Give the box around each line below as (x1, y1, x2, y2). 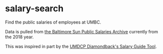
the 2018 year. (5, 34, 34, 40)
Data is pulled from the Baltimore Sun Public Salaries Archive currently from (5, 28, 158, 34)
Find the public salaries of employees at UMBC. (5, 19, 102, 25)
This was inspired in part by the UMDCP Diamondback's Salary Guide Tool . (5, 43, 157, 49)
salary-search (5, 3, 64, 14)
